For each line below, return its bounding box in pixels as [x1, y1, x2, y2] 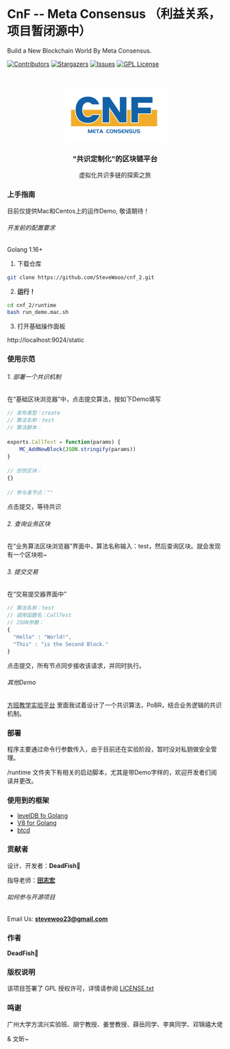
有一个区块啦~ [7, 551, 48, 559]
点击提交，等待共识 [7, 502, 62, 511]
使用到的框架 [7, 795, 50, 805]
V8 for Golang [16, 819, 57, 827]
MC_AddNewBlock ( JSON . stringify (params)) [19, 446, 136, 453]
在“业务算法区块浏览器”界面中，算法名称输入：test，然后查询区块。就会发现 [7, 542, 221, 551]
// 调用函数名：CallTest [7, 612, 72, 619]
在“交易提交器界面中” [7, 590, 67, 599]
